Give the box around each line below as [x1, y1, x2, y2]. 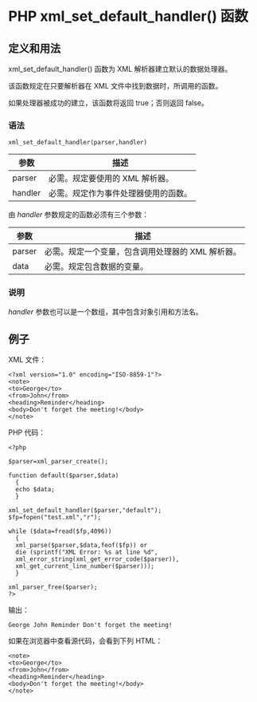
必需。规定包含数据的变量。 [44, 261, 149, 272]
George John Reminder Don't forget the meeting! [8, 621, 173, 629]
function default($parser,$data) [8, 471, 119, 479]
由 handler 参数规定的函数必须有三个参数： [8, 210, 150, 219]
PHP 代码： [8, 428, 46, 437]
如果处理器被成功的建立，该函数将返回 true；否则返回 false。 [8, 98, 208, 108]
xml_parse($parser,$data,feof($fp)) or [15, 542, 148, 550]
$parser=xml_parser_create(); [8, 458, 109, 466]
